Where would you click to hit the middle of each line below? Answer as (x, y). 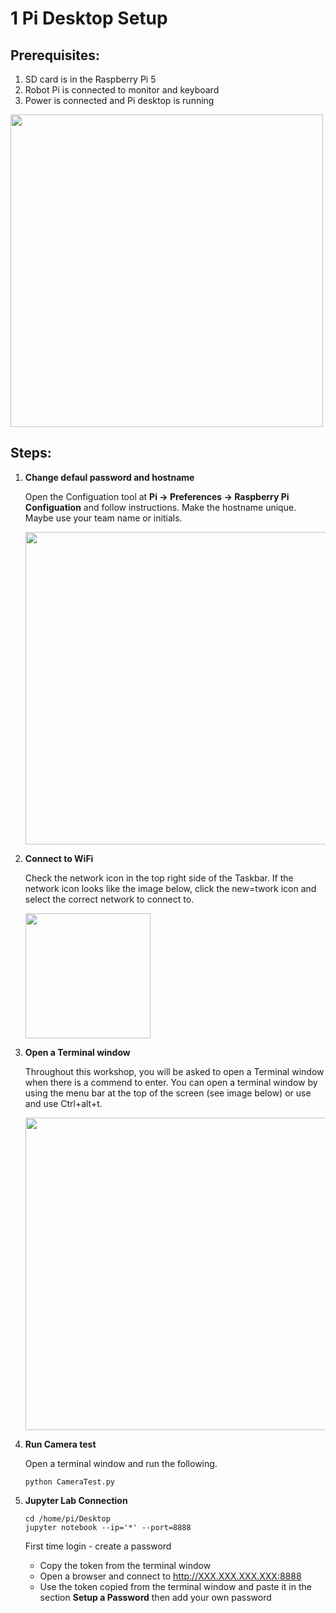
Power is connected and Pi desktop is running (119, 100)
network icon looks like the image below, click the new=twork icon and (170, 888)
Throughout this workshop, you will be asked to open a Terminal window (174, 1071)
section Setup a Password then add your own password (155, 1597)
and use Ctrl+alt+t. (63, 1103)
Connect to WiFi (59, 858)
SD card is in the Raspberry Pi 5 (90, 79)
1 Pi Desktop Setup (89, 18)
